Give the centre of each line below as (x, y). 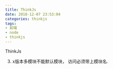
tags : (11, 23)
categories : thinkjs (26, 19)
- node (12, 33)
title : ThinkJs (21, 10)
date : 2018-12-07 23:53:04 (33, 14)
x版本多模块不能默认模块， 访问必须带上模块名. (60, 61)
